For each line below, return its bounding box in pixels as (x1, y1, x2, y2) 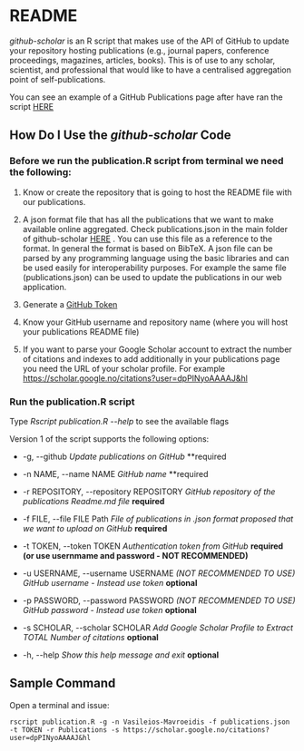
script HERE (9, 101, 54, 112)
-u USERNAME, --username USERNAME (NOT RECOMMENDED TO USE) (22, 568, 296, 579)
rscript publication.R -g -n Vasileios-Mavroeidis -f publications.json (9, 717, 290, 727)
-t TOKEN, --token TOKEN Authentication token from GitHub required (22, 541, 284, 551)
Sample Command (9, 676, 116, 691)
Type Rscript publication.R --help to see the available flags (9, 415, 230, 426)
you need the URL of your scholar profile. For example (22, 363, 226, 374)
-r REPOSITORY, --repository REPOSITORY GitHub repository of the (22, 486, 276, 497)
